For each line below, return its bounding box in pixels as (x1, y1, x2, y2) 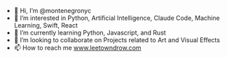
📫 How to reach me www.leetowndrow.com (13, 43, 142, 52)
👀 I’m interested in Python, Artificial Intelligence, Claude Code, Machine (13, 14, 220, 22)
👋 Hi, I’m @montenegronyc (13, 7, 92, 14)
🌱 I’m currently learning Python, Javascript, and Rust (13, 28, 166, 37)
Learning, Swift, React (13, 21, 78, 29)
